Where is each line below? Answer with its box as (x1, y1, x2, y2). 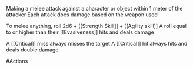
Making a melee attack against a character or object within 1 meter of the (6, 5, 183, 12)
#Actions (6, 58, 28, 64)
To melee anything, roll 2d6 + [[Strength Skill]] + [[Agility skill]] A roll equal (6, 23, 187, 29)
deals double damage (6, 46, 59, 53)
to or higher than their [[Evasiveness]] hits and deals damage (6, 29, 154, 36)
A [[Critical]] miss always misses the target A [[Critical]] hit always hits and (6, 40, 188, 47)
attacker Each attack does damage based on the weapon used (6, 11, 158, 18)
